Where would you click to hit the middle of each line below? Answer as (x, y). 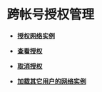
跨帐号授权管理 (51, 15)
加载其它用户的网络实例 (51, 81)
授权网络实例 (36, 36)
